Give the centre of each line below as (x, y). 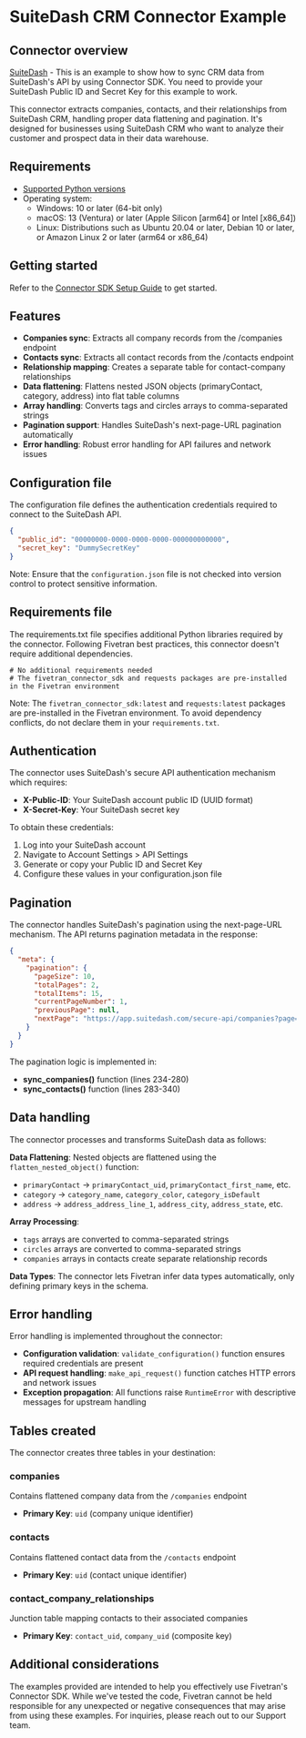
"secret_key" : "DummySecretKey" (79, 548)
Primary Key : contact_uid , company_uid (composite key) (127, 1636)
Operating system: (57, 198)
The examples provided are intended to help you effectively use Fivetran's (149, 1686)
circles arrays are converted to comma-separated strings (132, 1248)
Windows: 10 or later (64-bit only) (99, 208)
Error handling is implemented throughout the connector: (116, 1337)
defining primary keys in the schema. (79, 1286)
